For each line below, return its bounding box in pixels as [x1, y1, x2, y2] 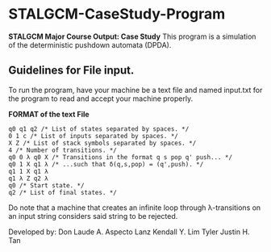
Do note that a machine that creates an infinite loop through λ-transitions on [8, 203, 261, 212]
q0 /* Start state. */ [8, 181, 85, 190]
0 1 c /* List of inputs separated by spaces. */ [8, 132, 179, 140]
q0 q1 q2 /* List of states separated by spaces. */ [8, 124, 190, 133]
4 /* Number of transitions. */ [8, 146, 117, 154]
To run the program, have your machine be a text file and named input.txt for [8, 85, 263, 94]
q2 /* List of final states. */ [8, 188, 117, 196]
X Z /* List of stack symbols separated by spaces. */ [8, 139, 197, 147]
